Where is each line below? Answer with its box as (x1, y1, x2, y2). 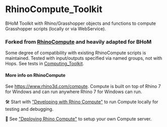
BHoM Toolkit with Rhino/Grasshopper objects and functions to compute (5, 20, 156, 26)
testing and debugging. (5, 106, 54, 112)
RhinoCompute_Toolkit (5, 4, 102, 15)
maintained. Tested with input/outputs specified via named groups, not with (5, 55, 162, 61)
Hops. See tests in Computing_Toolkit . (5, 61, 84, 67)
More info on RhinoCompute (5, 72, 66, 78)
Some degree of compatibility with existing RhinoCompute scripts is (5, 50, 146, 56)
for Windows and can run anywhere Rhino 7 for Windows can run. (5, 89, 142, 95)
